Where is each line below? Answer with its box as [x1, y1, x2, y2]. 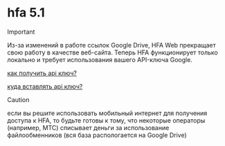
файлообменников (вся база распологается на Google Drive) [7, 131, 187, 139]
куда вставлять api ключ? [7, 82, 83, 90]
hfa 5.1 [7, 5, 45, 21]
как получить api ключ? [7, 69, 78, 77]
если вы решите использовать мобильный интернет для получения [7, 109, 208, 117]
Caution [7, 95, 30, 104]
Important [7, 28, 35, 36]
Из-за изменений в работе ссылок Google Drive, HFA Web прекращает [7, 41, 216, 49]
